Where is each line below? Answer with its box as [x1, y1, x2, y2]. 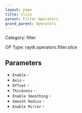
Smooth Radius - [12, 98, 45, 104]
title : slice [5, 12, 32, 17]
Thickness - [12, 88, 36, 94]
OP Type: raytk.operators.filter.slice [5, 44, 78, 50]
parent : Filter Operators [5, 16, 58, 21]
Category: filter [5, 35, 36, 41]
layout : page [5, 7, 32, 12]
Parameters [5, 58, 42, 67]
